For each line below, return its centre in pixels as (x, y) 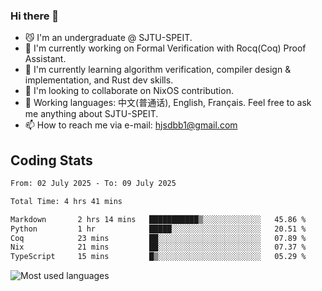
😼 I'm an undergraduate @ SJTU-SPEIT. (108, 38)
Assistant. (45, 59)
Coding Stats (51, 160)
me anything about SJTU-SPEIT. (91, 114)
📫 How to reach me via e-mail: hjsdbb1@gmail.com (131, 125)
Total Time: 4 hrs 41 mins (66, 201)
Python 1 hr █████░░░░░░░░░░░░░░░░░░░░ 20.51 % (158, 229)
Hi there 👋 (35, 16)
